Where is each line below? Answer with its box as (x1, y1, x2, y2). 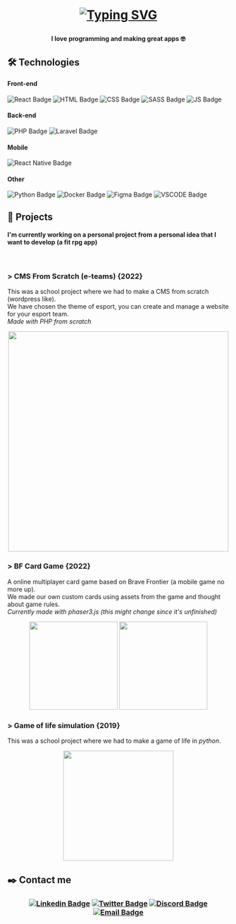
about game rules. (7, 600, 60, 608)
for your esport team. (7, 310, 69, 319)
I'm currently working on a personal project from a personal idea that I (7, 230, 216, 239)
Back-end (7, 111, 37, 120)
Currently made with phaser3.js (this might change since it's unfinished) (7, 607, 217, 616)
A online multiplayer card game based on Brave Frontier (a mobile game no (7, 577, 225, 586)
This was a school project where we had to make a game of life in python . (7, 737, 222, 745)
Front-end (7, 80, 37, 88)
